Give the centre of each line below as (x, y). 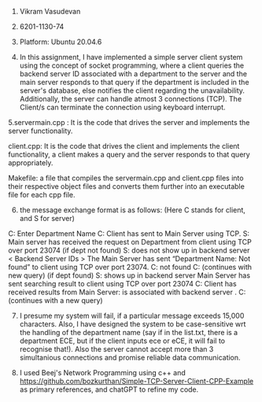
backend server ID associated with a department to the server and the (133, 74)
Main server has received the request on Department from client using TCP (130, 242)
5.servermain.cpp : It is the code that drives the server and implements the (129, 122)
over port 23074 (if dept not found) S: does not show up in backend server (129, 250)
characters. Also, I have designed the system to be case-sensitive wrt (133, 324)
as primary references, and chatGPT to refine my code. (109, 389)
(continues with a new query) (56, 301)
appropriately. (31, 163)
